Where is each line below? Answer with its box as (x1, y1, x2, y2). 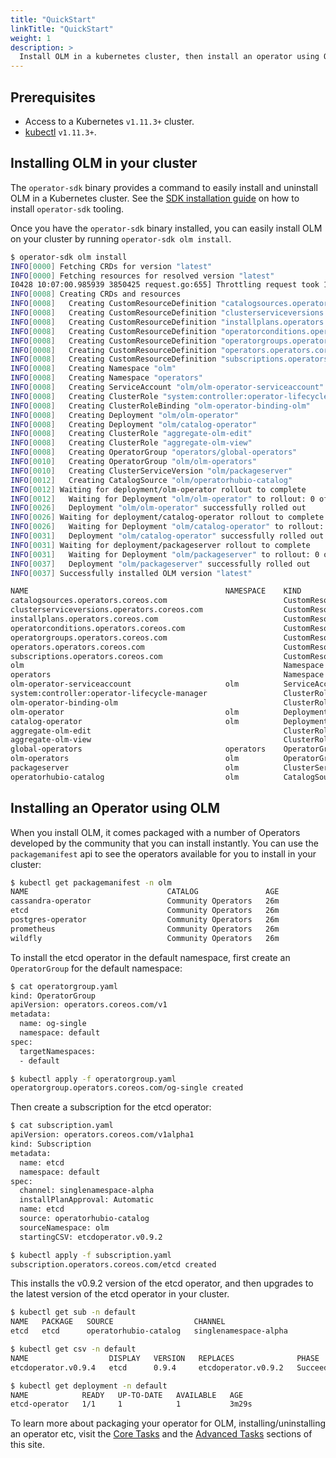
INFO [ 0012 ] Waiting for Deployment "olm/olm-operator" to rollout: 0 (10, 494, 315, 504)
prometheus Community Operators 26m (10, 924, 280, 934)
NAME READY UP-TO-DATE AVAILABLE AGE (10, 1390, 244, 1400)
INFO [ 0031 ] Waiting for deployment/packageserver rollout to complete (10, 540, 311, 550)
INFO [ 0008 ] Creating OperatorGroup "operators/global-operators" (10, 447, 298, 458)
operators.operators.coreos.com (10, 642, 145, 652)
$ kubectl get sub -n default (10, 1307, 137, 1318)
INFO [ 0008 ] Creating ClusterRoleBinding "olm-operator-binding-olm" (10, 401, 311, 411)
